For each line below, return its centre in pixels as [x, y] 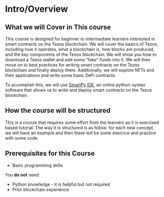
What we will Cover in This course [58, 27]
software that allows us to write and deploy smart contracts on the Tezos [79, 90]
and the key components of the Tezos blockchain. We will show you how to [81, 54]
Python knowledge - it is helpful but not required [61, 184]
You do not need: [23, 174]
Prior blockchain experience [41, 189]
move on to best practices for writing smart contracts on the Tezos [72, 65]
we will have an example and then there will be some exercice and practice [81, 133]
